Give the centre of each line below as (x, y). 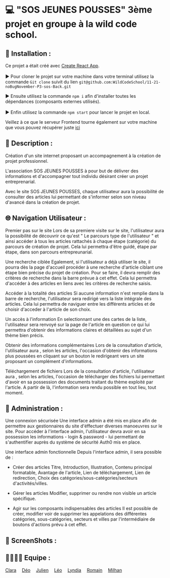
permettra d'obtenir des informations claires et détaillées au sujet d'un (78, 330)
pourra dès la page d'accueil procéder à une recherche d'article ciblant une (84, 267)
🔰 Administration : (34, 409)
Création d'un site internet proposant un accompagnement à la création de (83, 156)
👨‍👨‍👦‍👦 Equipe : (28, 558)
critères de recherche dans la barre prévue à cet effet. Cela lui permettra (81, 278)
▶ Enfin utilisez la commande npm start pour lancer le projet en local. (78, 112)
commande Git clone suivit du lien (41, 82)
